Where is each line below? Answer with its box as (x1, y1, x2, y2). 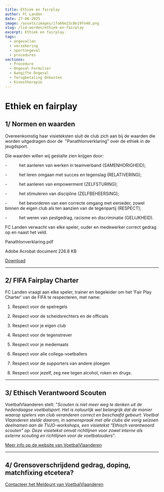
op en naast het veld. (5, 229, 47, 235)
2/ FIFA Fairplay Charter (5, 276, 79, 285)
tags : (5, 35, 16, 39)
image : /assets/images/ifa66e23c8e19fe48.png (5, 20, 99, 26)
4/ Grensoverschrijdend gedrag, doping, (5, 461, 131, 469)
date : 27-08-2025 (5, 16, 41, 21)
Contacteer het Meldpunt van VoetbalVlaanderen (5, 481, 103, 488)
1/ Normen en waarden (5, 120, 76, 128)
